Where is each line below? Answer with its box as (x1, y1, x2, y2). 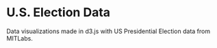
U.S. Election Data (6, 5, 111, 20)
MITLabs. (6, 34, 34, 42)
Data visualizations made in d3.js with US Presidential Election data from (6, 27, 210, 35)
